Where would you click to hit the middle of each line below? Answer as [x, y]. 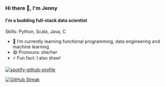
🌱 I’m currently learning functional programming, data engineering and [86, 41]
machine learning [31, 47]
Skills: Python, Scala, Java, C [36, 32]
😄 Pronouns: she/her [35, 52]
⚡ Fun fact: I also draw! [37, 58]
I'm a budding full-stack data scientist [46, 20]
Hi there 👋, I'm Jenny [31, 8]
